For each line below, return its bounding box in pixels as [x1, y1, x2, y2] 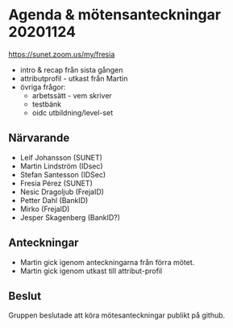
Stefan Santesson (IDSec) [19, 169, 106, 179]
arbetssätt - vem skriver [31, 90, 113, 100]
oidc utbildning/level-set [31, 107, 114, 118]
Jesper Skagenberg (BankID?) [19, 212, 121, 222]
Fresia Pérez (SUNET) [19, 178, 93, 188]
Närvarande [8, 131, 70, 145]
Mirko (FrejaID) [19, 204, 70, 214]
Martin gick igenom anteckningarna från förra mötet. [19, 257, 195, 267]
